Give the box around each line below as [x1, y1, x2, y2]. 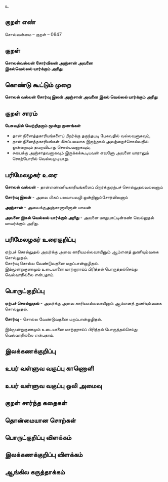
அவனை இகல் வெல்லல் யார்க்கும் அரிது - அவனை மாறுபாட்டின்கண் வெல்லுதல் [5, 214, 154, 221]
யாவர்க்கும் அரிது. [5, 220, 39, 227]
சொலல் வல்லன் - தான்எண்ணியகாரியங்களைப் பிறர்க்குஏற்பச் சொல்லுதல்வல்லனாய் [5, 184, 163, 190]
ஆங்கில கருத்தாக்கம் [5, 468, 65, 476]
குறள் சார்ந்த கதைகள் [5, 399, 67, 407]
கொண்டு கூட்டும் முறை [5, 81, 71, 89]
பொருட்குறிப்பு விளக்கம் [5, 433, 72, 442]
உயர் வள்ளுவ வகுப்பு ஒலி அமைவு [5, 381, 102, 390]
